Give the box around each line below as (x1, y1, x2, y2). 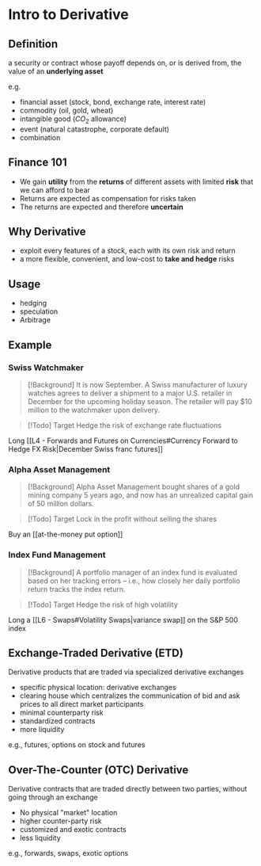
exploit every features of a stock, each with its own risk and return (19, 246, 236, 255)
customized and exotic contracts (19, 825, 127, 834)
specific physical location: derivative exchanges (19, 683, 176, 692)
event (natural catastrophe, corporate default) (19, 124, 170, 134)
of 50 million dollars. (27, 499, 95, 509)
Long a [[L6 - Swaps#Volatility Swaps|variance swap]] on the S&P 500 (8, 615, 239, 624)
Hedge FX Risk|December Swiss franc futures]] (8, 444, 164, 453)
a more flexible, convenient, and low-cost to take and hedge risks (19, 254, 235, 264)
